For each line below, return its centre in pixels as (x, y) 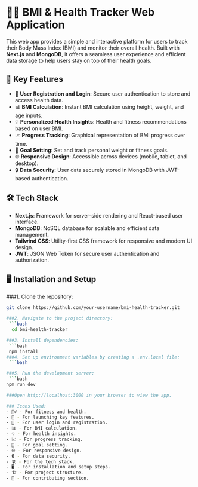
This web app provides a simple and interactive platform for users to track (97, 41)
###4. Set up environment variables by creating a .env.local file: (93, 357)
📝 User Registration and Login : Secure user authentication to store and (103, 94)
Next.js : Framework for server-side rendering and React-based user (99, 215)
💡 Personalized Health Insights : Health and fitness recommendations (100, 121)
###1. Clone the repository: (40, 297)
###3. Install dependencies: (42, 340)
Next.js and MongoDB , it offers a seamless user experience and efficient (96, 54)
